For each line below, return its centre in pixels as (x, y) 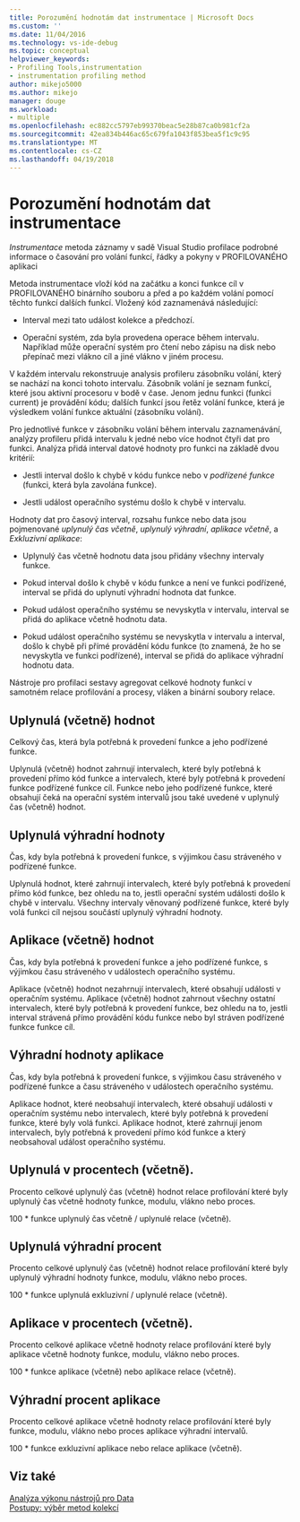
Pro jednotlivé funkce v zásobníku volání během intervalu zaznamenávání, (146, 429)
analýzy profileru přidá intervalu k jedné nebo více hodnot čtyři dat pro (140, 439)
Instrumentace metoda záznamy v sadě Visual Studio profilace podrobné (144, 247)
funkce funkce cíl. (43, 1026)
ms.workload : (34, 109)
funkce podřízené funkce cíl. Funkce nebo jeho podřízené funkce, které (141, 788)
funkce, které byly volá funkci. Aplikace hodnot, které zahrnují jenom (136, 1122)
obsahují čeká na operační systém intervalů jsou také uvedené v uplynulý (144, 798)
